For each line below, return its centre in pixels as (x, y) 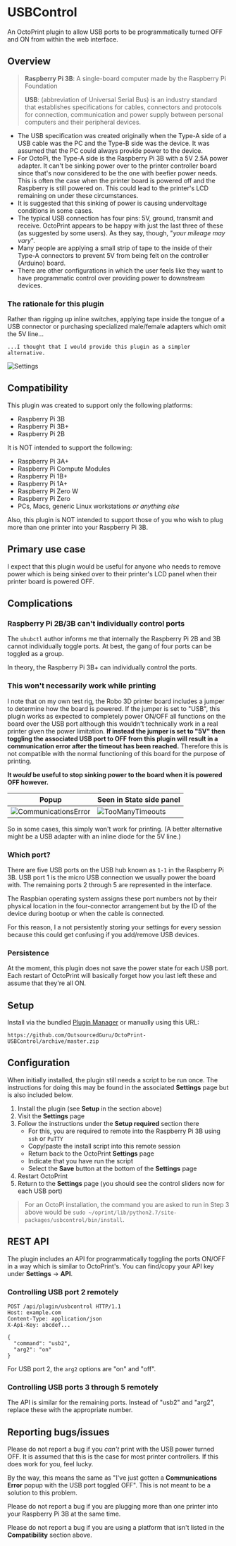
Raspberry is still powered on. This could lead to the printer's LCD (113, 188)
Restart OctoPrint (43, 1176)
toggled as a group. (36, 654)
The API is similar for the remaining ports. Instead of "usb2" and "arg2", (111, 1402)
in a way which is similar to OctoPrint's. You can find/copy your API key (111, 1266)
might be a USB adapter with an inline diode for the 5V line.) (94, 836)
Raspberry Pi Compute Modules (64, 469)
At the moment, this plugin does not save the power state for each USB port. (118, 968)
